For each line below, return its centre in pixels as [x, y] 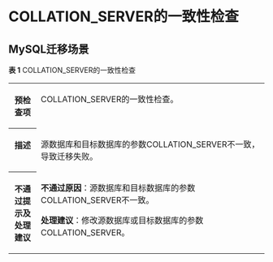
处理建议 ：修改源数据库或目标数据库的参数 [122, 220]
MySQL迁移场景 [49, 49]
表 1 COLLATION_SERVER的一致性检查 [72, 70]
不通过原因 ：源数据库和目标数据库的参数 [118, 187]
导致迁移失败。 [69, 157]
